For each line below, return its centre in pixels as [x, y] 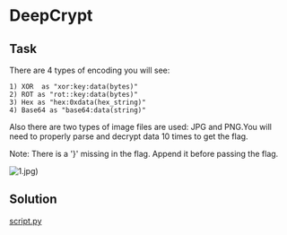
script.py [26, 221]
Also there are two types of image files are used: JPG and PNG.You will [140, 127]
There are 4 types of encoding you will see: [90, 70]
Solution [33, 200]
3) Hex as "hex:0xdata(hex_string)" [78, 102]
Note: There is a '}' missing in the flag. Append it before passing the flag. [144, 154]
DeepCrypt [51, 16]
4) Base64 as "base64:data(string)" [78, 110]
